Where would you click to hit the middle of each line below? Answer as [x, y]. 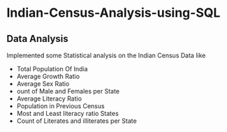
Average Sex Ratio [43, 84]
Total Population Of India [52, 69]
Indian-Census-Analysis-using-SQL [113, 13]
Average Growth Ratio [48, 76]
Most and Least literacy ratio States [68, 113]
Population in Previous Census [61, 106]
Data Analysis [38, 39]
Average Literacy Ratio [49, 98]
